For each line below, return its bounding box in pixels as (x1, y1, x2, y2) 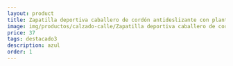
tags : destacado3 (7, 36, 58, 43)
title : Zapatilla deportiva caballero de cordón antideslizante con (7, 16, 209, 23)
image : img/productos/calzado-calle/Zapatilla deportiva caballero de (7, 23, 216, 30)
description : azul (7, 42, 60, 49)
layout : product (7, 10, 54, 17)
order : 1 (7, 49, 33, 56)
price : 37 (7, 29, 36, 36)
